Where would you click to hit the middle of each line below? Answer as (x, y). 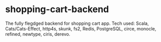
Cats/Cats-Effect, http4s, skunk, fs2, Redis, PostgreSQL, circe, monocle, (81, 28)
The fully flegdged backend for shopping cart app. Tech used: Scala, (77, 23)
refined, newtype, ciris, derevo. (38, 34)
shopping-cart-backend (57, 9)
